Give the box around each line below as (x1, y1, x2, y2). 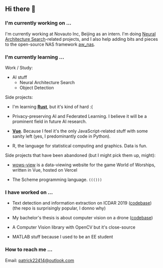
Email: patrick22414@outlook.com (5, 257, 75, 263)
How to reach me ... (5, 246, 53, 253)
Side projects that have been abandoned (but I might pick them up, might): (5, 152, 156, 158)
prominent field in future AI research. (12, 119, 87, 124)
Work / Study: (5, 64, 33, 70)
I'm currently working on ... (5, 20, 72, 27)
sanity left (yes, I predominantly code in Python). (12, 133, 111, 139)
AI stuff (12, 74, 27, 80)
